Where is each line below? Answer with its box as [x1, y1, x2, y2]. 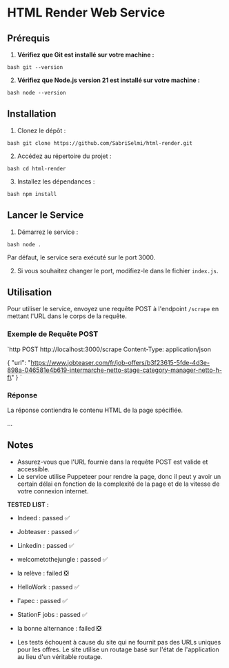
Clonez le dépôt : [17, 126, 66, 135]
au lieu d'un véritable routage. [17, 652, 103, 660]
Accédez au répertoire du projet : [17, 152, 112, 160]
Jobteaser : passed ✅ [17, 527, 79, 536]
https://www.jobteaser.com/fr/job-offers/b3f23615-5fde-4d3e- [30, 358, 210, 366]
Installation [7, 108, 57, 120]
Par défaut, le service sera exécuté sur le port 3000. [7, 253, 156, 262]
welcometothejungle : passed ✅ [17, 555, 108, 563]
